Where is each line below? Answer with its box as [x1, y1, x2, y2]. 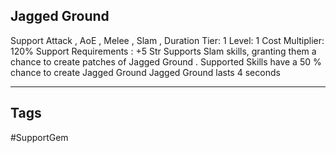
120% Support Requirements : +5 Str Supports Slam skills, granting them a [10, 45, 317, 57]
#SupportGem [10, 131, 69, 143]
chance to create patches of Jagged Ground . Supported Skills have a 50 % [10, 55, 322, 68]
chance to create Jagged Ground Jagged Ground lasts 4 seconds [10, 66, 281, 78]
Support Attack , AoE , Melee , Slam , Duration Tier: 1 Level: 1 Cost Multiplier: [10, 34, 325, 46]
